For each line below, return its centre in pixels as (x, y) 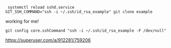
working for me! (22, 21)
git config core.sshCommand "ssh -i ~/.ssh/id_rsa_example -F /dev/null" (86, 31)
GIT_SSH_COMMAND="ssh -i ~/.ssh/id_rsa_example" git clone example (79, 12)
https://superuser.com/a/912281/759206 (48, 40)
